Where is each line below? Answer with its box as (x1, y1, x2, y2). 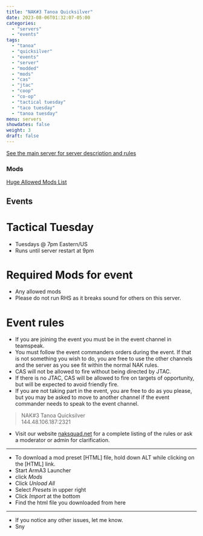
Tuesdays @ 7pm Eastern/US (14, 240, 88, 247)
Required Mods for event (6, 268, 133, 282)
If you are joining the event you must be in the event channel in (14, 336, 172, 343)
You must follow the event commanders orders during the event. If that (14, 349, 192, 356)
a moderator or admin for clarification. (14, 437, 110, 444)
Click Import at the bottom (14, 492, 80, 500)
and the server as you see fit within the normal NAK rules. (14, 361, 159, 369)
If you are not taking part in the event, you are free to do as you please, (14, 387, 192, 395)
